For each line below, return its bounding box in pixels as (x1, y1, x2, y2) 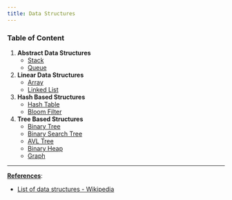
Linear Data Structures (17, 71, 84, 79)
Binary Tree (27, 122, 61, 130)
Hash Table (27, 100, 60, 108)
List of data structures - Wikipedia (17, 185, 115, 193)
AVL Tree (27, 136, 54, 145)
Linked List (27, 85, 59, 93)
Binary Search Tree (27, 129, 83, 138)
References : (7, 171, 43, 180)
